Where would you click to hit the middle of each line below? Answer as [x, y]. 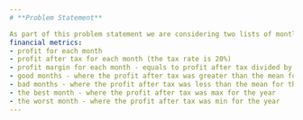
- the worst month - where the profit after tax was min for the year [145, 101]
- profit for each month [56, 51]
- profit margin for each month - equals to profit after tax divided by [151, 68]
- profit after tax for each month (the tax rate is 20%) [120, 60]
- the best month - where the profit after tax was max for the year [143, 92]
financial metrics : [46, 42]
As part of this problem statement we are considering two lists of [141, 34]
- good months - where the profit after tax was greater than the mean [147, 76]
